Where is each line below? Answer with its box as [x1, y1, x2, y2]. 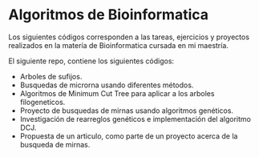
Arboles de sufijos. [19, 71, 83, 81]
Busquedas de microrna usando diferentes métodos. [19, 80, 194, 90]
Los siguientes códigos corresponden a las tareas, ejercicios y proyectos [8, 32, 250, 42]
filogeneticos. [19, 97, 66, 107]
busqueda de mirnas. [19, 139, 91, 149]
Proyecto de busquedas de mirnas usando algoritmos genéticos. [19, 106, 234, 115]
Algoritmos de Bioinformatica [8, 6, 208, 24]
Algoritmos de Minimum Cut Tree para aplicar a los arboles [19, 88, 215, 98]
